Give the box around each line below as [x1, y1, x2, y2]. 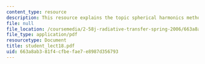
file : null [6, 20, 34, 26]
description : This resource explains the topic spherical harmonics [6, 15, 184, 21]
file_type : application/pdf [6, 32, 78, 38]
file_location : [6, 26, 45, 32]
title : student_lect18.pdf [6, 43, 75, 49]
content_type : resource [6, 9, 67, 15]
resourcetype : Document [6, 37, 67, 43]
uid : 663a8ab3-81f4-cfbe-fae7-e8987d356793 [6, 49, 119, 55]
